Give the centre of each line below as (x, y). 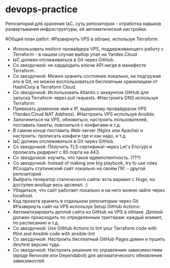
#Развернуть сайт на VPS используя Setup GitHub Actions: (76, 206)
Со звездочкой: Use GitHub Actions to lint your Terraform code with (85, 228)
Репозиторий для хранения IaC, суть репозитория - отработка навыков (83, 24)
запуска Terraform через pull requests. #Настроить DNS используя (85, 98)
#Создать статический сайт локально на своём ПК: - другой (79, 168)
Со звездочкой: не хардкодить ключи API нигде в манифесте (79, 65)
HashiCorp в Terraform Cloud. (44, 87)
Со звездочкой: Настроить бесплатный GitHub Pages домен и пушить (89, 239)
